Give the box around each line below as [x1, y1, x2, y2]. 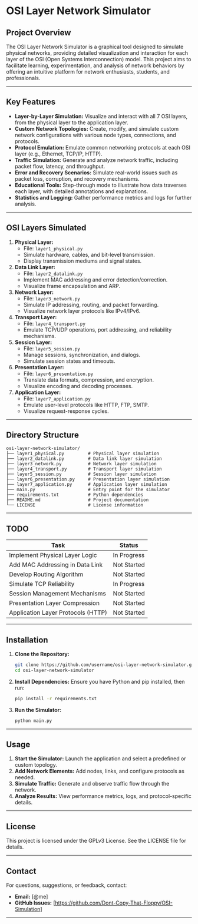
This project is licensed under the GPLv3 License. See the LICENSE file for [6, 837, 187, 844]
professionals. [6, 75, 41, 81]
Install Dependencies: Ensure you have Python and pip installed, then [14, 678, 185, 685]
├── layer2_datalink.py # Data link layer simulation [6, 456, 162, 462]
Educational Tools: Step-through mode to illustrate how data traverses [14, 181, 187, 188]
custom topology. [14, 761, 57, 769]
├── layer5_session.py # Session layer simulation [6, 471, 157, 478]
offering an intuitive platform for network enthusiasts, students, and [6, 68, 170, 75]
